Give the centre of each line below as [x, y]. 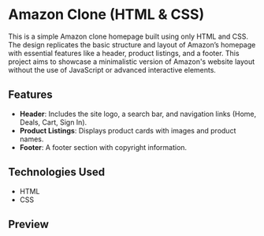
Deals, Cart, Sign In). [53, 122]
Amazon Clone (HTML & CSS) [106, 15]
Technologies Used [56, 172]
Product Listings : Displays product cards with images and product [128, 130]
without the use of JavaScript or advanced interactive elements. [112, 69]
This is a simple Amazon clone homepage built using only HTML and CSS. [128, 36]
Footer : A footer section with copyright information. [103, 147]
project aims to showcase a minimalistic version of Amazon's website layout [132, 62]
